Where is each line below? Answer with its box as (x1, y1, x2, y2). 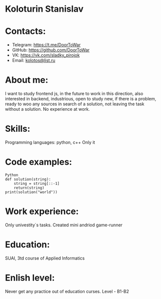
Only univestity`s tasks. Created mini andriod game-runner (5, 222, 123, 228)
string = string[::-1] (14, 181, 60, 186)
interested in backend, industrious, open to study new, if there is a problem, (5, 96, 157, 102)
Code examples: (5, 157, 72, 168)
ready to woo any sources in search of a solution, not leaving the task (5, 101, 144, 107)
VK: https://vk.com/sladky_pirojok (12, 52, 80, 58)
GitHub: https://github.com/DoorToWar (12, 47, 90, 53)
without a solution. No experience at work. (5, 106, 90, 112)
